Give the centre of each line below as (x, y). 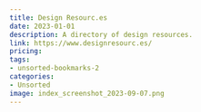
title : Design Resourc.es (58, 18)
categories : (32, 77)
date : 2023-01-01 (42, 26)
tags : (20, 60)
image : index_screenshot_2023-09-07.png (87, 93)
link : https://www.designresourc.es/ (81, 43)
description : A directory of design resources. (101, 34)
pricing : (26, 51)
